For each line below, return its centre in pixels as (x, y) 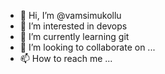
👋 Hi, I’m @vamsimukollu (70, 15)
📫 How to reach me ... (66, 58)
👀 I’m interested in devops (73, 26)
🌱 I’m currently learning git (74, 36)
